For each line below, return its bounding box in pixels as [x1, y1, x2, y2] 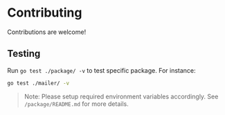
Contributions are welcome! [7, 28, 87, 36]
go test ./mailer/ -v [7, 80, 70, 87]
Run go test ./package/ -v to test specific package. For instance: [7, 66, 196, 74]
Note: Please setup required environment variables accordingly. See [24, 92, 219, 100]
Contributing [7, 5, 82, 21]
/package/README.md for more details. [24, 99, 129, 108]
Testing [7, 48, 41, 60]
